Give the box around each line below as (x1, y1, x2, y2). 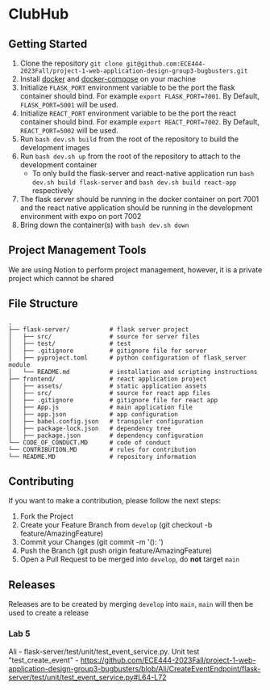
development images (19, 143, 90, 152)
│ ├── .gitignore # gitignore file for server (8, 347, 207, 355)
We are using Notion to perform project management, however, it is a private (8, 264, 263, 275)
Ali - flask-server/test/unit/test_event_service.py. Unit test (8, 646, 200, 656)
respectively (31, 186, 73, 195)
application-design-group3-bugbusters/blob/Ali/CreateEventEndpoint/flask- (8, 663, 261, 673)
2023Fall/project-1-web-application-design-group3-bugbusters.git (19, 67, 248, 75)
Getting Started (8, 37, 88, 51)
